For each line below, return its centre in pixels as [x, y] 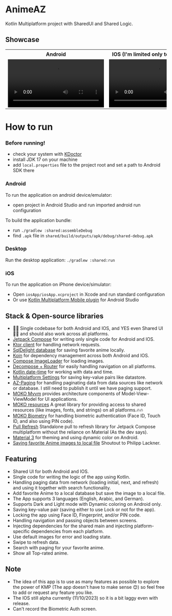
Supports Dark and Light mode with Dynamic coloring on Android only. [87, 504]
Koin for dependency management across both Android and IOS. [81, 355]
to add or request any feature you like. [53, 592]
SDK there [24, 171]
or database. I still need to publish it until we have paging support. [82, 388]
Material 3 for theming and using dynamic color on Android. [76, 437]
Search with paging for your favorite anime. [58, 547]
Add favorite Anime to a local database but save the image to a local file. [89, 493]
